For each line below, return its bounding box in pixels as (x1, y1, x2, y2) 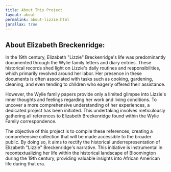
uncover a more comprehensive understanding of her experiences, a (5, 102, 150, 108)
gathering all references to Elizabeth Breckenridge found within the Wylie (5, 113, 159, 119)
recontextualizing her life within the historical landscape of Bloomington (5, 150, 156, 156)
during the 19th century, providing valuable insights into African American (5, 155, 160, 161)
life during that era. (5, 161, 45, 167)
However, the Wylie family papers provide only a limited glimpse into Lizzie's (5, 91, 166, 97)
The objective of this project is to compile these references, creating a (5, 128, 153, 134)
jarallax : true (5, 21, 38, 27)
